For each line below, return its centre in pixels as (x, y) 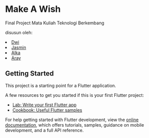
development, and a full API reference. (44, 130)
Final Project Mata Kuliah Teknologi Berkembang (55, 23)
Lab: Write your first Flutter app (44, 105)
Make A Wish (33, 9)
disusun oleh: (19, 32)
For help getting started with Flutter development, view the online (72, 120)
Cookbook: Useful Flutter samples (47, 110)
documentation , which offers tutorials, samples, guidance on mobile (74, 125)
